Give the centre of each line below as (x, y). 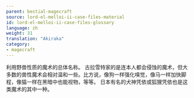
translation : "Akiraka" (35, 39)
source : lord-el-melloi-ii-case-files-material (66, 17)
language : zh (22, 28)
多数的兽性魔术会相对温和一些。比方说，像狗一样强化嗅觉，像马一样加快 (93, 75)
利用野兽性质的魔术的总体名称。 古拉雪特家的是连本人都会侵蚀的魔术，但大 (97, 67)
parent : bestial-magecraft (39, 11)
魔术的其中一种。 (32, 89)
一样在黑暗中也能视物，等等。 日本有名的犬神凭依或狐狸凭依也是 (104, 82)
